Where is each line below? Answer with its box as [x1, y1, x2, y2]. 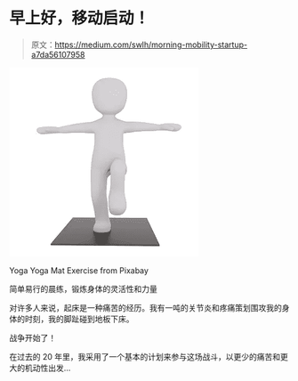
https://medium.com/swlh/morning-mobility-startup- [54, 39, 247, 50]
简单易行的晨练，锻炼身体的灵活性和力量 [9, 283, 157, 294]
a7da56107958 [30, 49, 85, 60]
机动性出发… [24, 362, 71, 373]
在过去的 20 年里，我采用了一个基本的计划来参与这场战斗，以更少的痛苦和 [9, 351, 281, 361]
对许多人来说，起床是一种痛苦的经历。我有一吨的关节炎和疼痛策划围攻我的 [9, 302, 282, 312]
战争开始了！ [9, 332, 56, 343]
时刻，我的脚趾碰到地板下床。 [24, 313, 134, 324]
